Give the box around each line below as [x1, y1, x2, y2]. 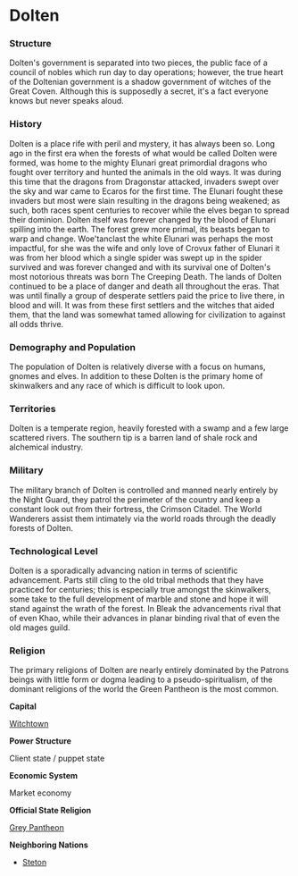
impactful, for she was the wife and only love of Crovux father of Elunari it [9, 242, 280, 253]
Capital [9, 701, 37, 712]
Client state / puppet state [9, 753, 105, 764]
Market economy [9, 788, 72, 798]
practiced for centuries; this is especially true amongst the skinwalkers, [9, 584, 272, 594]
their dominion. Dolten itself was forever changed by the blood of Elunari [9, 214, 277, 224]
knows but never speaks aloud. [9, 96, 125, 106]
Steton [21, 857, 47, 868]
